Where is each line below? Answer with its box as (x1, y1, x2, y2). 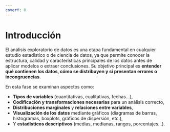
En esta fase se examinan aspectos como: (5, 83, 95, 90)
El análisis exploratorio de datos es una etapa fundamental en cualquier (5, 47, 156, 53)
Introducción (5, 29, 61, 41)
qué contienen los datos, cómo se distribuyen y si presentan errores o (5, 68, 157, 74)
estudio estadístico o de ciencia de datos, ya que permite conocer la (5, 52, 150, 58)
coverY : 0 (5, 7, 27, 13)
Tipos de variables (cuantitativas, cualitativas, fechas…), (12, 93, 133, 100)
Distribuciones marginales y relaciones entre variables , (12, 104, 133, 111)
